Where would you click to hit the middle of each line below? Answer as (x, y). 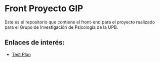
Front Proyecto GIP (44, 9)
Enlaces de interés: (35, 43)
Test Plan (21, 54)
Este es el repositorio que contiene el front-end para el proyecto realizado (80, 22)
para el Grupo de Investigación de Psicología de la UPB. (61, 27)
